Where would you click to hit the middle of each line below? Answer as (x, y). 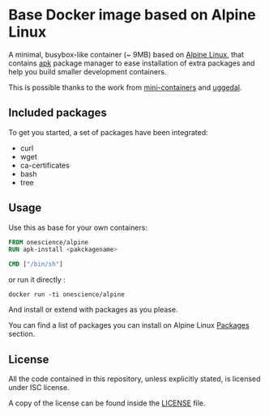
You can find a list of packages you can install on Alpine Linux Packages (129, 325)
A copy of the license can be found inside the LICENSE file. (107, 403)
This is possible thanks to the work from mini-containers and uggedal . (125, 87)
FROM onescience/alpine (49, 242)
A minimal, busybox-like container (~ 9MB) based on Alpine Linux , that (126, 54)
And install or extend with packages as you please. (93, 310)
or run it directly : (37, 280)
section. (22, 334)
